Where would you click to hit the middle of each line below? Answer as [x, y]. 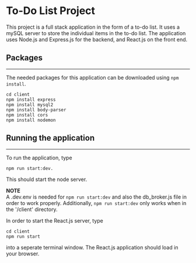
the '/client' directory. [32, 209]
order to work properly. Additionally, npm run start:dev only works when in [96, 203]
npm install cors [27, 115]
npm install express [31, 100]
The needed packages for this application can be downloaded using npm [92, 77]
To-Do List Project [50, 11]
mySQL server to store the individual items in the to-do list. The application [96, 33]
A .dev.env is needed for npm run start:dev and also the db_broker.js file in [96, 197]
